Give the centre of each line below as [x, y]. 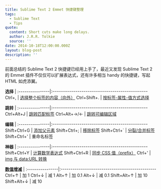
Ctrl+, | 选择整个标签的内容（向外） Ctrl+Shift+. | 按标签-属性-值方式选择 [77, 98]
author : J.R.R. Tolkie [32, 37]
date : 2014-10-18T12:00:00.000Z [37, 46]
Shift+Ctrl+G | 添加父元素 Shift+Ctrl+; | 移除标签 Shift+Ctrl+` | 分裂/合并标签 [80, 130]
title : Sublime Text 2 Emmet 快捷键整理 [44, 9]
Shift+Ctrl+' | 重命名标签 [29, 137]
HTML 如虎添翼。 [22, 81]
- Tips [16, 23]
